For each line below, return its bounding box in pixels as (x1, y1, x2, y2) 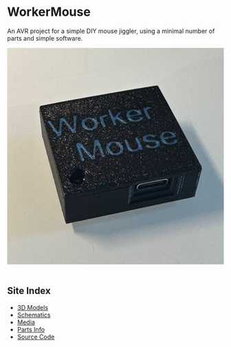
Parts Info (16, 325, 45, 333)
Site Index (7, 285, 51, 297)
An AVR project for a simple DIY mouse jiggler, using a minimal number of (7, 27, 215, 35)
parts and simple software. (7, 34, 83, 42)
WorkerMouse (7, 4, 91, 20)
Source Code (16, 333, 55, 341)
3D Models (16, 303, 49, 311)
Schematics (16, 311, 51, 319)
